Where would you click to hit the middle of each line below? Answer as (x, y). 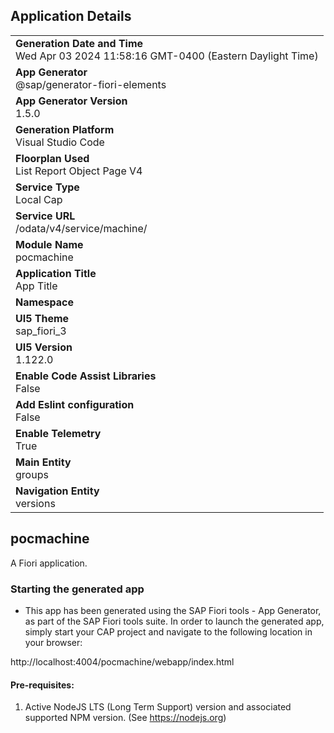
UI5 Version (44, 347)
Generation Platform (65, 129)
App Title (36, 286)
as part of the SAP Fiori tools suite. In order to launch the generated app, (174, 621)
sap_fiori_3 (41, 331)
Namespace (45, 302)
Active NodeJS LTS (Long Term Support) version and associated (158, 707)
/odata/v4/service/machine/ (81, 228)
